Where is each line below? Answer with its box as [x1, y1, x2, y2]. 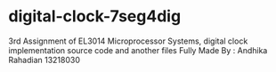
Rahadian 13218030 [8, 54, 81, 65]
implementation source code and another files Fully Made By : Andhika [8, 44, 268, 55]
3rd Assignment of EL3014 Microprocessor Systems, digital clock [8, 36, 248, 46]
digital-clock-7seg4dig [8, 6, 182, 27]
